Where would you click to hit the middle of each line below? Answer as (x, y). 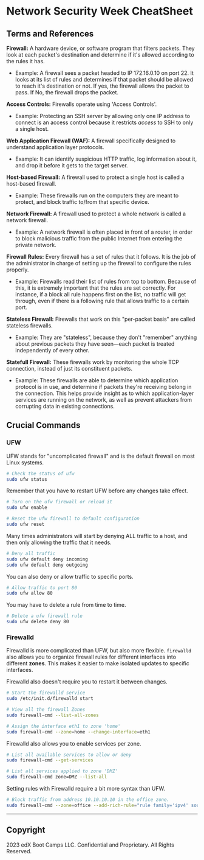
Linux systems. (25, 462)
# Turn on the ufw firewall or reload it (59, 502)
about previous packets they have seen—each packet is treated (95, 344)
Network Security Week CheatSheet (100, 11)
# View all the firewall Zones (46, 710)
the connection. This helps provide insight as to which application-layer (104, 393)
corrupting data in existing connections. (65, 406)
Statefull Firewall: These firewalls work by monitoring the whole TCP (93, 362)
